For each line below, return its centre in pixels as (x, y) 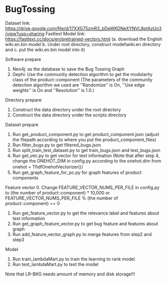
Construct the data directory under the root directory (67, 109)
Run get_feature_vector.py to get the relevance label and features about (86, 213)
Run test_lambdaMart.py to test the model (55, 264)
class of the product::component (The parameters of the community (83, 79)
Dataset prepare (22, 124)
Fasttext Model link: (66, 33)
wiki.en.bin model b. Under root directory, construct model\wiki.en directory (83, 44)
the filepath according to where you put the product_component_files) (84, 139)
